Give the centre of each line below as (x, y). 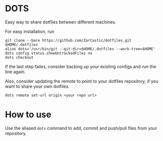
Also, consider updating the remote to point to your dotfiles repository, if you (82, 81)
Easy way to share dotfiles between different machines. (61, 22)
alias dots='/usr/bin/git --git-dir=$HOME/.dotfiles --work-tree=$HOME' (80, 49)
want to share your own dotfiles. (37, 86)
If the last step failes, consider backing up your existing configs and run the (81, 66)
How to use (28, 115)
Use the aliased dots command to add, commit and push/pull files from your (81, 128)
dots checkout (19, 57)
